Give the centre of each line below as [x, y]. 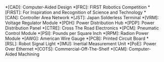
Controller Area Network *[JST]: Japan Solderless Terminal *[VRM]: [89, 17]
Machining [29, 54]
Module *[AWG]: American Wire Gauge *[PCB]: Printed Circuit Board [75, 38]
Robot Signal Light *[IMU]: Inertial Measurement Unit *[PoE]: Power [88, 44]
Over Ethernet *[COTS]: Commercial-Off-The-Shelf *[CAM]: [66, 49]
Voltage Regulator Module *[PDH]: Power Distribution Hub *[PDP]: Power [80, 23]
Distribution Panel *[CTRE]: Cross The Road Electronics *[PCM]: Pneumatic [82, 28]
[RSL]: [12, 44]
